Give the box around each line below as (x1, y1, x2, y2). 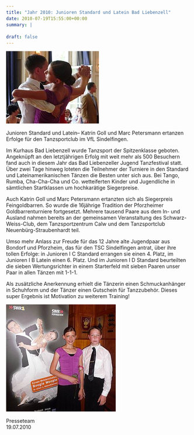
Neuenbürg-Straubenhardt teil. (6, 227, 81, 234)
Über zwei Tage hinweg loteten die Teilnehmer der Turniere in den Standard (6, 165, 189, 172)
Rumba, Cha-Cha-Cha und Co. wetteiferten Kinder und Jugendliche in (6, 178, 175, 185)
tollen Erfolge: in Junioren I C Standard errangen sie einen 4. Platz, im (6, 250, 174, 257)
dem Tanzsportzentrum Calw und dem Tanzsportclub (37, 220, 165, 227)
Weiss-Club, (6, 220, 36, 227)
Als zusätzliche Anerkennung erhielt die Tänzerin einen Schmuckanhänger (6, 281, 186, 288)
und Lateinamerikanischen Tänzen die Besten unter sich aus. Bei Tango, (6, 172, 180, 179)
